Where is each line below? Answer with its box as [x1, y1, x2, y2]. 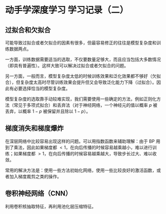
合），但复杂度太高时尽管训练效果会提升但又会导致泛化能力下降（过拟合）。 [5, 80, 157, 85]
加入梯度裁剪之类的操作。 [9, 173, 62, 179]
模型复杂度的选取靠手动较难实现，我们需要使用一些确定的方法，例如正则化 [5, 96, 157, 102]
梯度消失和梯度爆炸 [5, 124, 64, 132]
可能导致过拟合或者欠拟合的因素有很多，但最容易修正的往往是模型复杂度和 [5, 40, 157, 45]
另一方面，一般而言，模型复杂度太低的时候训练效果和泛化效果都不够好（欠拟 [5, 73, 161, 79]
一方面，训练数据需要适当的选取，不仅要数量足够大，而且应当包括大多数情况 [5, 56, 161, 62]
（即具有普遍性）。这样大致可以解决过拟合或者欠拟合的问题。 [5, 63, 128, 68]
